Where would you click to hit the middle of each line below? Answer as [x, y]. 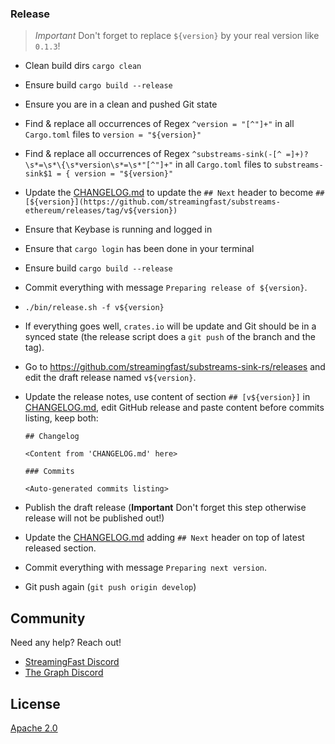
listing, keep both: [61, 418]
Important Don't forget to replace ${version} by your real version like [177, 36]
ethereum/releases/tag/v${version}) [101, 211]
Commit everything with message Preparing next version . [146, 568]
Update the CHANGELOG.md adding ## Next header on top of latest [164, 538]
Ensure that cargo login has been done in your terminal [139, 249]
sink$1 [38, 174]
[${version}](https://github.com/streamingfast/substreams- [152, 202]
